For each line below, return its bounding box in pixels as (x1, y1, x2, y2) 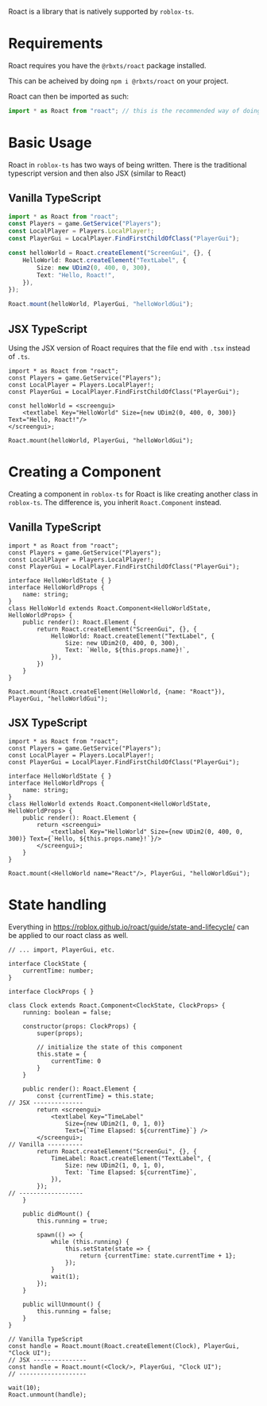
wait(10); (8, 1384, 41, 1392)
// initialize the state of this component (37, 1043, 183, 1051)
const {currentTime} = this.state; (37, 1091, 155, 1099)
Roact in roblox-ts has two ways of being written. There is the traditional (8, 160, 247, 169)
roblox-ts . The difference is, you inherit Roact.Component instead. (8, 497, 222, 507)
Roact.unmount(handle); (8, 1390, 87, 1399)
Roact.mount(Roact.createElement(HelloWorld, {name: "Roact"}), (8, 687, 226, 696)
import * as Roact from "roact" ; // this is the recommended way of (8, 106, 240, 114)
